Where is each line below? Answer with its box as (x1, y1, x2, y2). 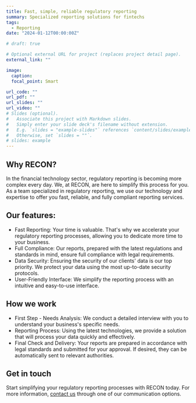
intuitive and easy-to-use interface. (14, 282, 100, 289)
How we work (6, 299, 57, 309)
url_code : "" (6, 89, 38, 95)
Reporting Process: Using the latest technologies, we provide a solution (14, 327, 187, 334)
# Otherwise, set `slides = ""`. (6, 132, 93, 138)
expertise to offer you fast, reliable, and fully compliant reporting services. (6, 194, 184, 201)
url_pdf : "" (6, 94, 35, 100)
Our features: (6, 211, 56, 221)
